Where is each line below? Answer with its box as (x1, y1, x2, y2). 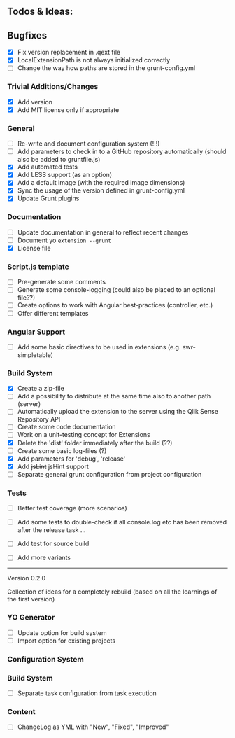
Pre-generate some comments (17, 278, 106, 286)
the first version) (7, 595, 55, 604)
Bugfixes (7, 29, 48, 41)
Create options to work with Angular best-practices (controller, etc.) (17, 301, 213, 309)
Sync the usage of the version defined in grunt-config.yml (17, 186, 185, 195)
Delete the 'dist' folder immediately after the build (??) (17, 438, 173, 447)
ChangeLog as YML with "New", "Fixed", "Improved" (17, 723, 169, 731)
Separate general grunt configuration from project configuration (17, 470, 202, 478)
